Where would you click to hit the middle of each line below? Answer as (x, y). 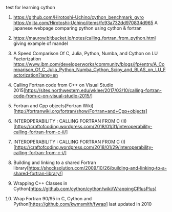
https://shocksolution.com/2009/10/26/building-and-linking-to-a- (98, 168)
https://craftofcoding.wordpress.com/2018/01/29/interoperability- (84, 147)
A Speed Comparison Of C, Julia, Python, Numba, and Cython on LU (85, 53)
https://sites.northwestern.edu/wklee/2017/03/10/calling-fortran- (93, 90)
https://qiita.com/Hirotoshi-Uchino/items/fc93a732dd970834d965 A (85, 23)
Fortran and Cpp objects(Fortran (47, 106)
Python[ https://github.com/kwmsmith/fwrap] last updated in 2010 (82, 204)
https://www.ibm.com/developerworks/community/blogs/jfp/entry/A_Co (89, 64)
